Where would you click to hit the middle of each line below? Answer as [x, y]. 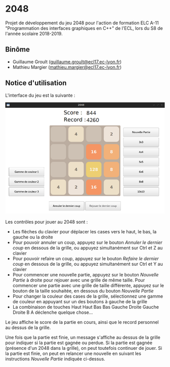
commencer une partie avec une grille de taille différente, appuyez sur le [88, 286]
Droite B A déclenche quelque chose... [53, 312]
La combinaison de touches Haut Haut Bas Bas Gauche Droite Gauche [86, 307]
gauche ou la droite [33, 237]
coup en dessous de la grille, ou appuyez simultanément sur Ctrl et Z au [88, 248]
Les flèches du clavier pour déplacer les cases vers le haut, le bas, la [84, 232]
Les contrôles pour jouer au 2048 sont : [47, 222]
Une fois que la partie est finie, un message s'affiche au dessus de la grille [83, 338]
